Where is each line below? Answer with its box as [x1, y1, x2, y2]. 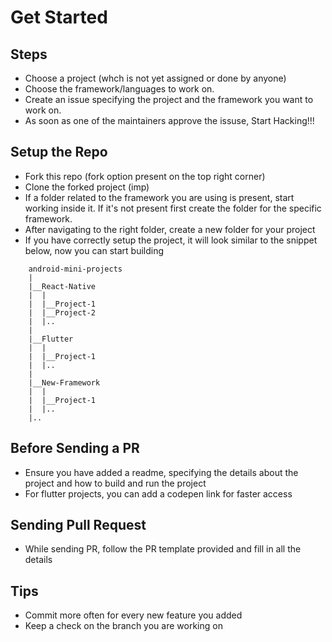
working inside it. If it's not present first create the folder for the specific [24, 202, 322, 214]
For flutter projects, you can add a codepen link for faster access [24, 487, 293, 500]
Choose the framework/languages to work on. [24, 83, 215, 95]
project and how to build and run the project [24, 477, 207, 489]
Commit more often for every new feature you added [24, 609, 243, 621]
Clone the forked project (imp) [24, 181, 150, 193]
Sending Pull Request [10, 517, 147, 534]
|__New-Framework [28, 377, 101, 388]
